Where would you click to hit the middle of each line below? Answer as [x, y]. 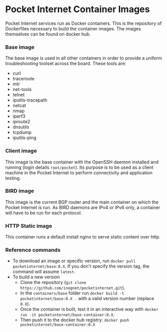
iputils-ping [25, 138]
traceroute [23, 79]
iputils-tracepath [30, 100]
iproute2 [21, 122]
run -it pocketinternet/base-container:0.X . [67, 315]
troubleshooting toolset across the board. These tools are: [66, 64]
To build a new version [36, 277]
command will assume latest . [44, 272]
